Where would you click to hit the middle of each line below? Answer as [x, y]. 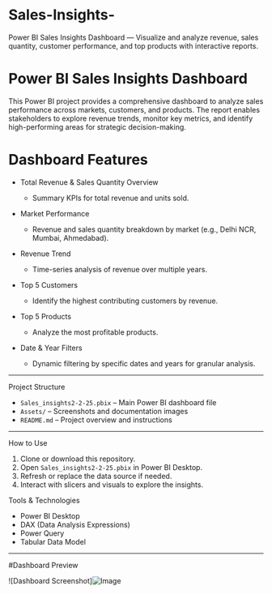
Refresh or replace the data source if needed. [96, 476]
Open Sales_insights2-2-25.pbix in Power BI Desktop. [111, 467]
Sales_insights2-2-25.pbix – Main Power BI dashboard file [118, 402]
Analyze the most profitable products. [95, 332]
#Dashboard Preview [43, 565]
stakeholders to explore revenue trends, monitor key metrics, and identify [131, 118]
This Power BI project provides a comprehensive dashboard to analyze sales [136, 101]
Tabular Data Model [53, 541]
